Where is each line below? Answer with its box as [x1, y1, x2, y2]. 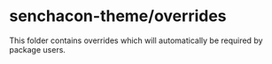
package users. [9, 44, 66, 54]
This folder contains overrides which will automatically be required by [9, 35, 263, 46]
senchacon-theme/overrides [9, 6, 228, 26]
